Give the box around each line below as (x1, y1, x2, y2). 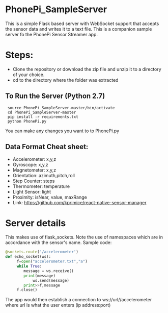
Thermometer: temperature (12, 183, 70, 189)
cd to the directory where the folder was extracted (12, 77, 119, 83)
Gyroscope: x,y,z (12, 161, 48, 167)
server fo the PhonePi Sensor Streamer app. (5, 31, 98, 37)
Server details (5, 217, 66, 229)
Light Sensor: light (12, 188, 51, 195)
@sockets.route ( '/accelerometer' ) (5, 249, 79, 255)
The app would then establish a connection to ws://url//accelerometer (5, 297, 152, 303)
